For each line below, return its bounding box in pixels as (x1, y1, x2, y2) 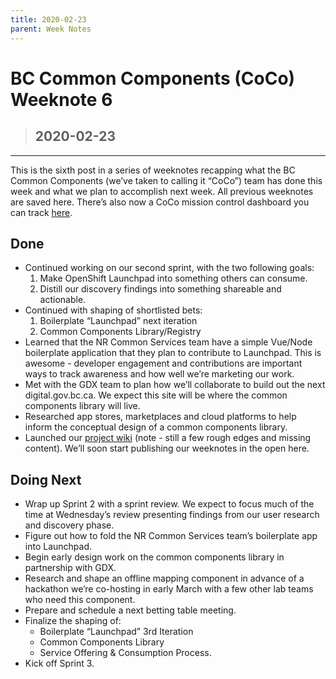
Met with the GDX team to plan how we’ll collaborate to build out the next (24, 379, 326, 391)
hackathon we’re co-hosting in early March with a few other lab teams (24, 583, 314, 595)
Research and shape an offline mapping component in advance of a (24, 572, 305, 585)
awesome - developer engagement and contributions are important (24, 357, 303, 370)
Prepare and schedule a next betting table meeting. (24, 604, 237, 616)
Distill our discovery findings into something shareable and (39, 283, 282, 295)
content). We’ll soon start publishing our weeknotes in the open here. (24, 442, 310, 455)
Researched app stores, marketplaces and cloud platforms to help (24, 411, 297, 423)
